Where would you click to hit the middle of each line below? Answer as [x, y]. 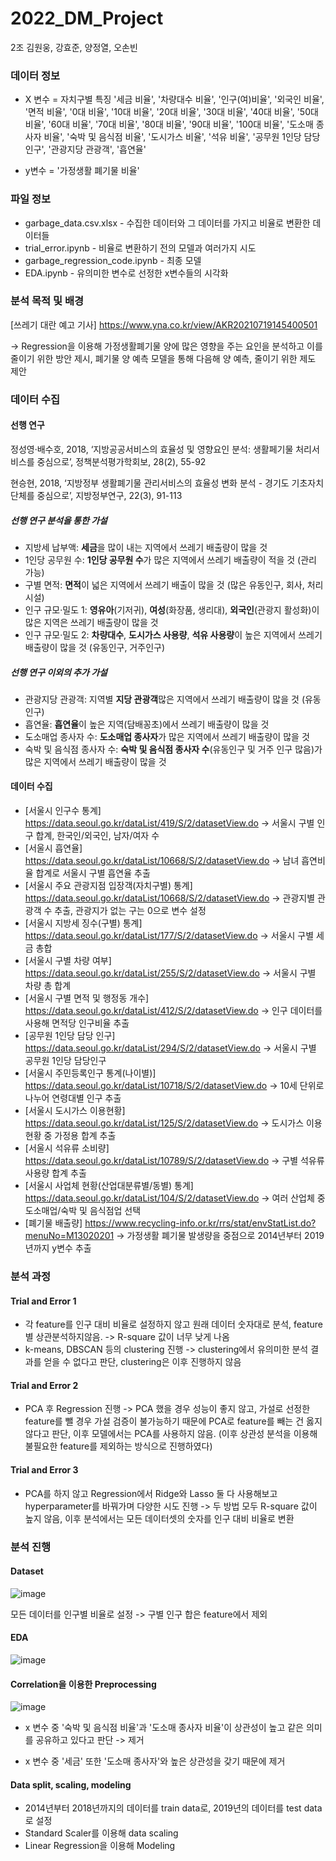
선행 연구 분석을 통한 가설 [59, 520]
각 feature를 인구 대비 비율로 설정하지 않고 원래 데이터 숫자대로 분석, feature [174, 1324]
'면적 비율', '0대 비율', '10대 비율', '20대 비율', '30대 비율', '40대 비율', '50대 [171, 112]
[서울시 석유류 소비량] [67, 1148]
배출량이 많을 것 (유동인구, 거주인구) [94, 647]
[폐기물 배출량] [53, 1223]
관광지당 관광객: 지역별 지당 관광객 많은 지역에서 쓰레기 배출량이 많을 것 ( [164, 699]
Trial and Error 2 [44, 1385]
